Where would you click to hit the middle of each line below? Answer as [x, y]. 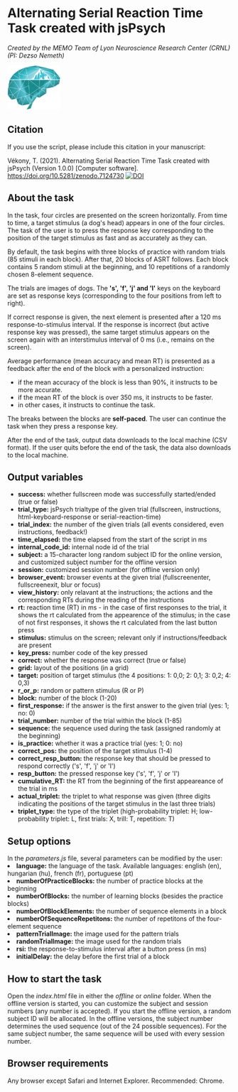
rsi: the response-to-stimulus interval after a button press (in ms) [112, 949]
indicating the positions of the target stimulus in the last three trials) [117, 804]
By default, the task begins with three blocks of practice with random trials [117, 252]
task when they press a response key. [63, 426]
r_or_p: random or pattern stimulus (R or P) [81, 691]
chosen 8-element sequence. [50, 274]
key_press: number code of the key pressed [82, 653]
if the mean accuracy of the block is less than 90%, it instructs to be [118, 382]
